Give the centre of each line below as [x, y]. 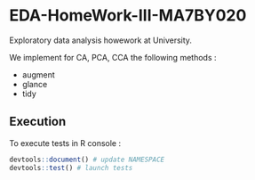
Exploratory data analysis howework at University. [101, 40]
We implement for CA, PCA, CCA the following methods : [113, 57]
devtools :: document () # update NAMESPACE [87, 160]
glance [35, 84]
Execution [38, 122]
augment [38, 74]
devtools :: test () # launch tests [71, 168]
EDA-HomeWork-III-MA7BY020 [128, 16]
